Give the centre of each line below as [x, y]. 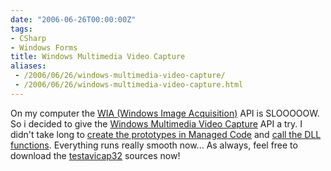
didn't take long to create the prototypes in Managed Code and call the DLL [166, 134]
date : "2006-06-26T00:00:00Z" [73, 19]
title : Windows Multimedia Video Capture [98, 57]
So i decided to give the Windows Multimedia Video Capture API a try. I [156, 123]
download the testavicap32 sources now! [95, 155]
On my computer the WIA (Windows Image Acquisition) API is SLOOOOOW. [165, 113]
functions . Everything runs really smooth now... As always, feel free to [154, 145]
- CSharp [28, 38]
